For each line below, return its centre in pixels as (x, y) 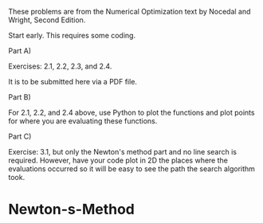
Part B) (20, 97)
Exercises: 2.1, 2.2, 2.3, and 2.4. (60, 66)
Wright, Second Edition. (47, 20)
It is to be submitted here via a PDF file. (73, 82)
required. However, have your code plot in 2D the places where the (118, 160)
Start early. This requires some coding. (72, 35)
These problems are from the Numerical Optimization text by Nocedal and (130, 12)
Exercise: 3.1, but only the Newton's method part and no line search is (123, 152)
